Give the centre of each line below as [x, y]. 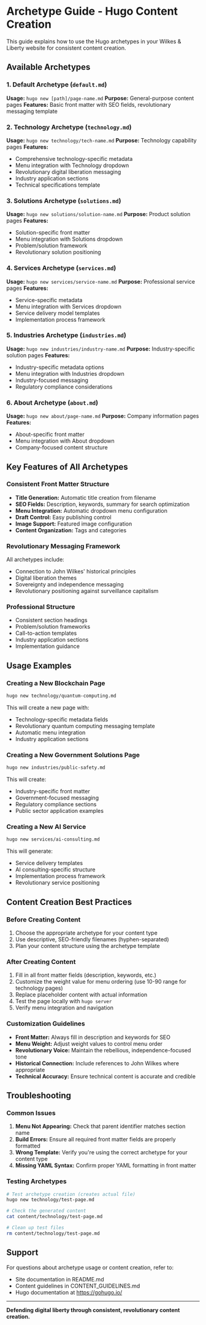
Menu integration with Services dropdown [68, 306]
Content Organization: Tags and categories [71, 530]
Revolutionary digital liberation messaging [68, 172]
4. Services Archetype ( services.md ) [61, 268]
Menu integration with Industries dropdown [70, 373]
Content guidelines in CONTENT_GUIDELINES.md [78, 1286]
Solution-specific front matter [52, 233]
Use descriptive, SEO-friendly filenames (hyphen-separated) [92, 939]
